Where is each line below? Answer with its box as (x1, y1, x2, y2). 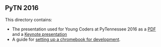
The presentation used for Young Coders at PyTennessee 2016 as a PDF (12, 26, 156, 32)
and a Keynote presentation (12, 31, 67, 37)
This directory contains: (5, 16, 52, 22)
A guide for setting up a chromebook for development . (12, 36, 121, 42)
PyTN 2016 (5, 4, 39, 12)
